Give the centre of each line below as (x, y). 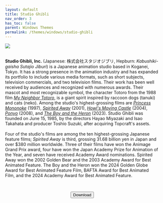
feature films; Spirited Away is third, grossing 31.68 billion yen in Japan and (81, 139)
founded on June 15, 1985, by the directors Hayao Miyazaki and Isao (74, 118)
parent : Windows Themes (29, 28)
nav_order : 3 (18, 19)
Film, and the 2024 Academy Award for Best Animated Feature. (69, 175)
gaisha (12, 67)
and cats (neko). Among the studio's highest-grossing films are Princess (78, 103)
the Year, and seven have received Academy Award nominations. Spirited (79, 155)
